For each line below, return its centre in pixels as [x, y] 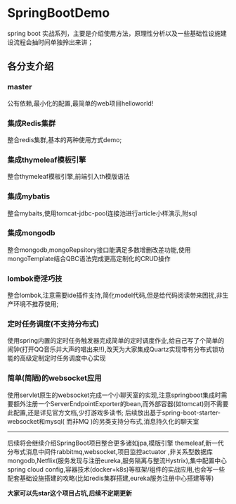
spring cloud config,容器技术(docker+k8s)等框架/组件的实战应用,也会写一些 [116, 469]
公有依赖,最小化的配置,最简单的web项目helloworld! [80, 103]
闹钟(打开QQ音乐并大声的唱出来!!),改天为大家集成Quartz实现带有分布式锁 [113, 349]
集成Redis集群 [32, 123]
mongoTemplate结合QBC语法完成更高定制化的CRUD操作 [89, 258]
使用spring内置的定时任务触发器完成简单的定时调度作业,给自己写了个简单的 [116, 341]
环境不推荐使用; [36, 304]
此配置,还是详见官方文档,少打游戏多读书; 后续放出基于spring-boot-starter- [114, 412]
